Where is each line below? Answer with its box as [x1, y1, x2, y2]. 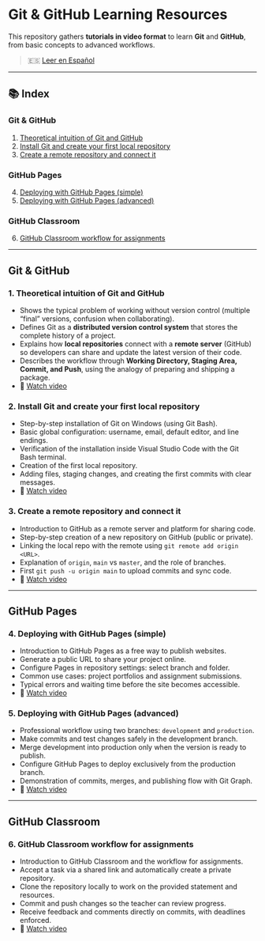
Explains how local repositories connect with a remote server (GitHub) [19, 338, 252, 349]
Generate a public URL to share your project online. [19, 655, 187, 664]
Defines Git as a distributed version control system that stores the [19, 322, 238, 331]
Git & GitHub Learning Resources [8, 6, 228, 24]
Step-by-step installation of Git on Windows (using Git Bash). [19, 419, 218, 429]
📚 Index [8, 87, 50, 100]
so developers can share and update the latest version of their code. [19, 347, 242, 357]
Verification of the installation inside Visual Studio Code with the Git [19, 444, 239, 454]
